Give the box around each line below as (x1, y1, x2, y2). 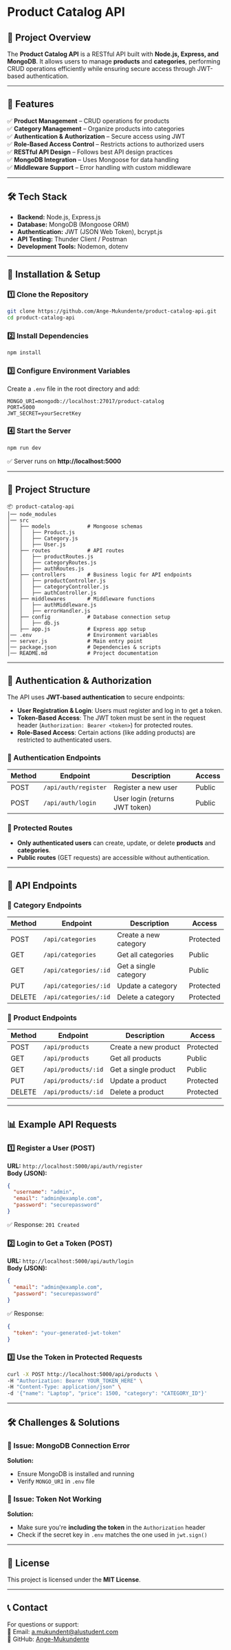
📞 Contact (7, 1602, 48, 1613)
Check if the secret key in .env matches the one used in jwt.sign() (16, 1531, 208, 1539)
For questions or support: (7, 1620, 79, 1629)
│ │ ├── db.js (7, 619, 60, 627)
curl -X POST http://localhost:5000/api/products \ (7, 1371, 158, 1377)
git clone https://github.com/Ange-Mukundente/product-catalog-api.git (7, 308, 217, 315)
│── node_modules (7, 511, 57, 518)
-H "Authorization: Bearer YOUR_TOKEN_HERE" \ (7, 1377, 143, 1384)
